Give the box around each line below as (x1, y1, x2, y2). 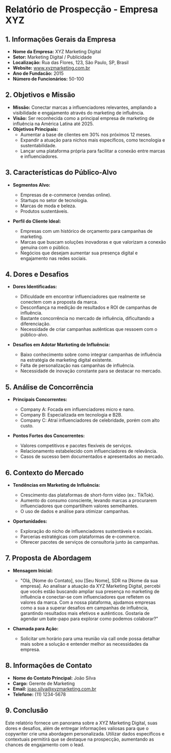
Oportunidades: (12, 518, 47, 524)
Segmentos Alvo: (12, 182, 51, 188)
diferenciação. (20, 321, 51, 327)
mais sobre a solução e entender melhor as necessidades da (20, 641, 149, 647)
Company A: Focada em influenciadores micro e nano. (20, 406, 135, 412)
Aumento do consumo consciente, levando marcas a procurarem (20, 498, 157, 504)
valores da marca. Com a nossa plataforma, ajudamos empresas (20, 599, 156, 605)
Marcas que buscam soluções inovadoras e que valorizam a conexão (20, 239, 166, 245)
